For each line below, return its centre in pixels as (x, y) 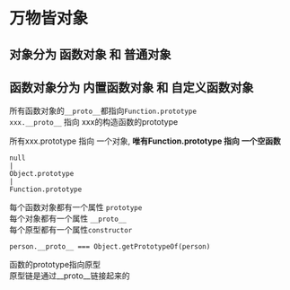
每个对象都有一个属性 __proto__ (68, 219)
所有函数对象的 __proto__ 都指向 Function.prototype (103, 111)
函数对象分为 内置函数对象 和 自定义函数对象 (132, 88)
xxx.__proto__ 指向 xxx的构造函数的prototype (94, 122)
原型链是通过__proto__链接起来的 (70, 276)
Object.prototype (42, 174)
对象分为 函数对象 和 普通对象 (90, 54)
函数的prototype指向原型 (55, 265)
